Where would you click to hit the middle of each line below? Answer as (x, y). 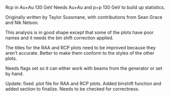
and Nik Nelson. (22, 23)
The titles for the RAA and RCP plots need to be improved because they (80, 47)
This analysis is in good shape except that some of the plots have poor (80, 32)
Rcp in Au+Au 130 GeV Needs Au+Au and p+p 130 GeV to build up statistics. (85, 7)
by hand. (15, 74)
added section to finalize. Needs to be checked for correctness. (72, 89)
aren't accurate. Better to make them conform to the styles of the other (80, 53)
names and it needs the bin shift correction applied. (59, 38)
